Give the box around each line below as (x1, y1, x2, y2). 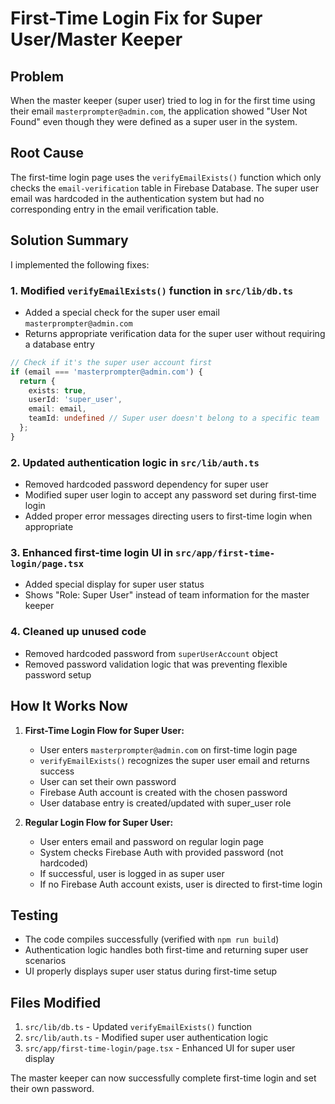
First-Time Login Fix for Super (10, 7, 263, 30)
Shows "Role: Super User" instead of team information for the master (24, 589, 310, 601)
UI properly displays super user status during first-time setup (24, 965, 278, 977)
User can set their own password (39, 775, 177, 787)
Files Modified (10, 994, 102, 1011)
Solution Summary (10, 232, 129, 249)
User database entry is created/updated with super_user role (39, 797, 292, 809)
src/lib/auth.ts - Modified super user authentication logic (24, 1032, 269, 1044)
